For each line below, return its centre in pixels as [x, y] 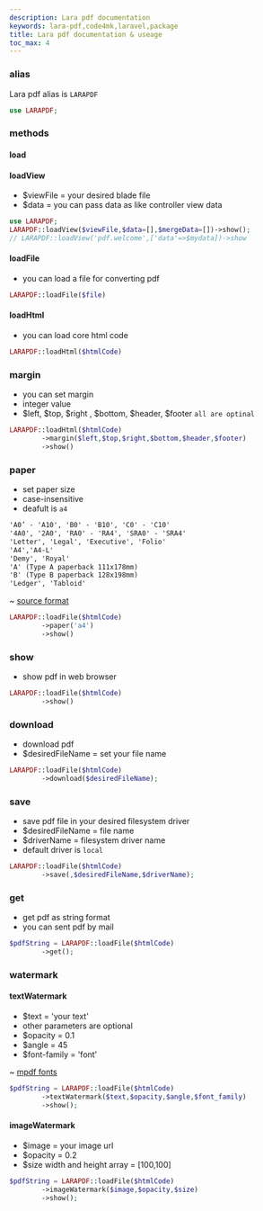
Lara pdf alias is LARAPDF [54, 94]
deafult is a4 [45, 508]
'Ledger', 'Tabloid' [48, 584]
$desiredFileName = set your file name [94, 754]
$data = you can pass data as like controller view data [122, 205]
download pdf [48, 744]
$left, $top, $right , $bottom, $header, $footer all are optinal [138, 414]
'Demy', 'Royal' [39, 559]
